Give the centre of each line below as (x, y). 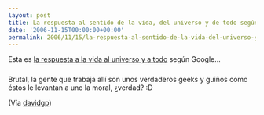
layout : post (29, 15)
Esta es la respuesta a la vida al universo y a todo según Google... (115, 59)
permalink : (26, 37)
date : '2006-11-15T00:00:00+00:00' (66, 30)
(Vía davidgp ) (30, 103)
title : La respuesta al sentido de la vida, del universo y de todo (123, 23)
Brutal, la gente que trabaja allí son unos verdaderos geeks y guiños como (128, 80)
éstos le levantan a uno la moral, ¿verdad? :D (81, 88)
